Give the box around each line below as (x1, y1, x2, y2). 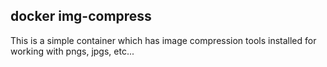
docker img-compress (10, 8, 152, 25)
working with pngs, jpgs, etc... (10, 45, 135, 57)
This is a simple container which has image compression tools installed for (10, 34, 317, 46)
